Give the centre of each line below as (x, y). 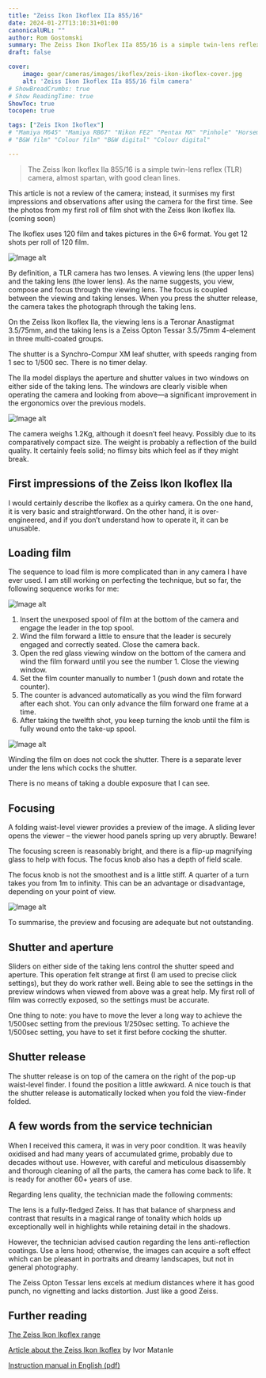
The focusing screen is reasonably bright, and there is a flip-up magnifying (130, 851)
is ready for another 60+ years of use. (70, 1179)
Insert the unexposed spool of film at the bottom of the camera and (129, 619)
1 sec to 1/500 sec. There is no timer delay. (78, 362)
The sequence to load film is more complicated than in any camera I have (128, 572)
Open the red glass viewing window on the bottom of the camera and (133, 653)
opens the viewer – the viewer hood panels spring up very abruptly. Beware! (133, 836)
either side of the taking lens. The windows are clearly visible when (118, 386)
